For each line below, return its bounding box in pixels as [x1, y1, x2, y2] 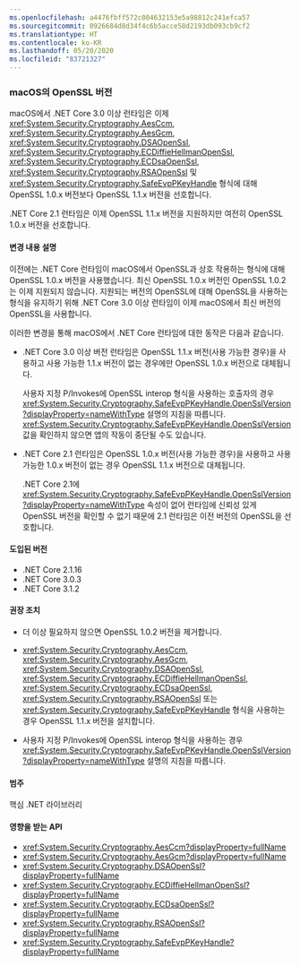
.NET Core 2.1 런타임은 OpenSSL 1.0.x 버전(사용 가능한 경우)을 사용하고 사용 [21, 448, 292, 459]
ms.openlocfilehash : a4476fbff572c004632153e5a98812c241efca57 [9, 13, 251, 22]
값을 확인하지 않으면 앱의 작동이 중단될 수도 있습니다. [21, 429, 207, 440]
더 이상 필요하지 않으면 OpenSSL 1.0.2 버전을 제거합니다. [21, 626, 222, 637]
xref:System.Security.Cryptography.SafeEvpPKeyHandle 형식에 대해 [9, 178, 258, 189]
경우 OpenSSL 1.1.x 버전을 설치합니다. [21, 715, 155, 726]
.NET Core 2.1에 [21, 479, 81, 489]
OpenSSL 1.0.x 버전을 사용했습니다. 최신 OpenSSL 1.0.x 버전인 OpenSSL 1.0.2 [9, 274, 287, 285]
